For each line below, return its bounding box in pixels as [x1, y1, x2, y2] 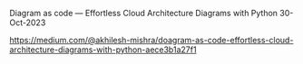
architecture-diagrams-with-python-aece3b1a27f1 [9, 44, 197, 55]
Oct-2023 [9, 17, 46, 28]
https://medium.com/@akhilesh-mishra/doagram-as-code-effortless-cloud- [9, 35, 294, 45]
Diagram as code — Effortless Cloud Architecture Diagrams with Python [9, 8, 279, 18]
